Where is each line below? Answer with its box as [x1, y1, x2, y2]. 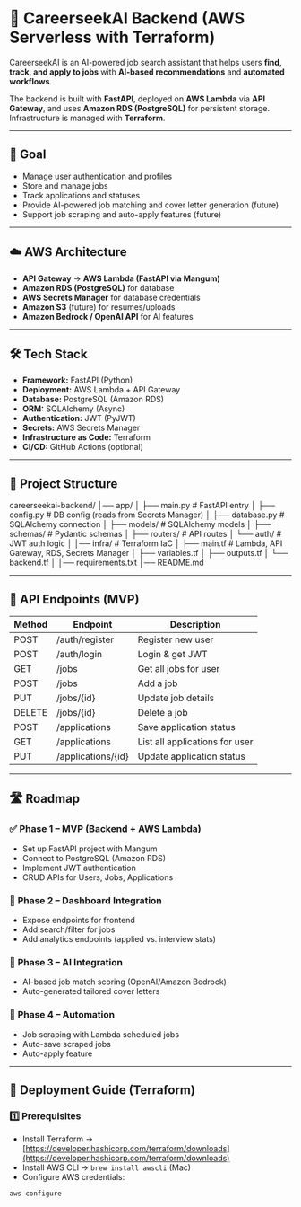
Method [13, 619, 48, 630]
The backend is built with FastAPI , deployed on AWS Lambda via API [9, 93, 266, 104]
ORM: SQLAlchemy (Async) [21, 403, 125, 414]
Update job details [137, 692, 215, 704]
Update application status [137, 750, 246, 762]
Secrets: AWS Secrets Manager [21, 422, 141, 434]
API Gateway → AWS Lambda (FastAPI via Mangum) [21, 273, 221, 284]
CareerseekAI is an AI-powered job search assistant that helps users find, [9, 57, 282, 67]
